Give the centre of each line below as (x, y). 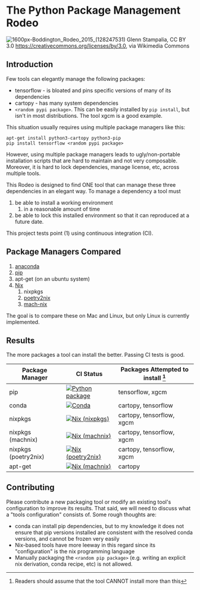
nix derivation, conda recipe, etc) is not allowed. (74, 564)
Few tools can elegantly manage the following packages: (76, 79)
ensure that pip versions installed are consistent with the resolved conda (104, 532)
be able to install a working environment (64, 202)
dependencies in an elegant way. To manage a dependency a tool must (93, 191)
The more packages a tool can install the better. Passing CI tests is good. (96, 355)
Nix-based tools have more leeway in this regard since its (85, 545)
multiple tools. (24, 173)
